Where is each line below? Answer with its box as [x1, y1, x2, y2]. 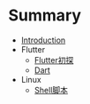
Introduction [20, 35, 66, 45]
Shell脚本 [34, 84, 68, 95]
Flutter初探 [34, 54, 74, 65]
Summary [8, 5, 81, 26]
